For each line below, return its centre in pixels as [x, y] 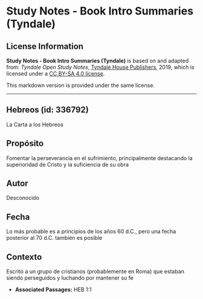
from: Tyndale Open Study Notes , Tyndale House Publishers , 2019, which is [100, 67]
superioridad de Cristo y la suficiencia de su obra [67, 164]
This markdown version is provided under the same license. [81, 85]
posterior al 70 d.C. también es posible [54, 238]
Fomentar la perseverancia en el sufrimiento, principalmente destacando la [100, 158]
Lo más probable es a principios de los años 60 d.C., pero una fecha [91, 231]
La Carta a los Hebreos [35, 124]
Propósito [25, 143]
